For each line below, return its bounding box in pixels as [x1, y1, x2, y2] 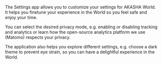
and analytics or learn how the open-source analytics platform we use [5, 29, 146, 35]
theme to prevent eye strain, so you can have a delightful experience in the [5, 49, 155, 55]
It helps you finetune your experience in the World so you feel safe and [5, 9, 147, 15]
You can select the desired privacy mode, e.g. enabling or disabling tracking [5, 24, 158, 30]
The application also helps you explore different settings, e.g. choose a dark [5, 44, 158, 49]
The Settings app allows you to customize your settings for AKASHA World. [5, 4, 156, 10]
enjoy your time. [5, 15, 37, 20]
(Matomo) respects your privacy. [5, 34, 71, 40]
